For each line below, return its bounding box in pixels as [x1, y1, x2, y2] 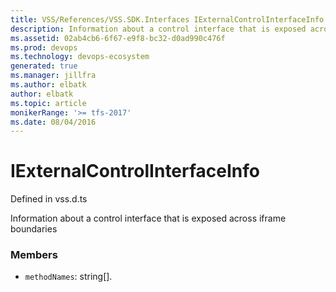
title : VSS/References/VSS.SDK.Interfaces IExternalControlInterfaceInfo [10, 14, 325, 25]
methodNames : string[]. [24, 271, 113, 283]
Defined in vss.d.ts [10, 193, 88, 205]
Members [10, 248, 58, 262]
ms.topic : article [10, 98, 87, 108]
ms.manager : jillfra [10, 71, 97, 81]
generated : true [10, 61, 78, 71]
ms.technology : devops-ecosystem [10, 52, 150, 62]
